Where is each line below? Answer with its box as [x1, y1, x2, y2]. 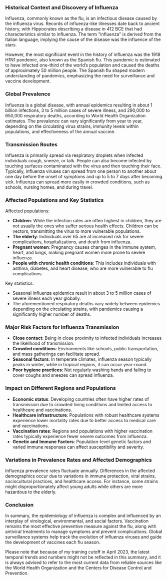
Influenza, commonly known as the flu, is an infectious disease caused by [5, 15, 157, 21]
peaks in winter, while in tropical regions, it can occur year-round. [12, 362, 148, 368]
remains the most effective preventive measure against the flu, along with [5, 524, 156, 530]
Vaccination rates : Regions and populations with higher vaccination [12, 428, 152, 434]
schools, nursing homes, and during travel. [5, 184, 93, 190]
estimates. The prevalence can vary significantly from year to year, [5, 118, 143, 124]
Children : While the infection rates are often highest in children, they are [12, 218, 161, 224]
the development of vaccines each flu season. [5, 539, 100, 546]
